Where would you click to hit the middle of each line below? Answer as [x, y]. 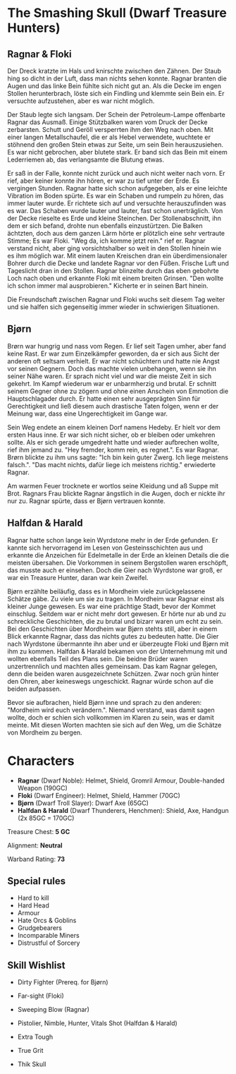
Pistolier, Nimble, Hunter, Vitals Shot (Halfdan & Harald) [97, 1023]
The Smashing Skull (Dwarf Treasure [117, 13]
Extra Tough [35, 1037]
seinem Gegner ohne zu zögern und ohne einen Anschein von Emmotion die [118, 391]
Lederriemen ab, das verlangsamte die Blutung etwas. [86, 159]
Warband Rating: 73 [36, 859]
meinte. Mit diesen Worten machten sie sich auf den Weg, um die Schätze [114, 725]
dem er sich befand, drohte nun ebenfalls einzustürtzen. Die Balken [105, 226]
